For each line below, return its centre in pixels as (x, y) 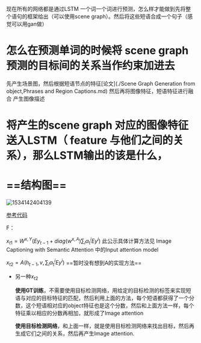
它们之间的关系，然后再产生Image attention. (80, 333)
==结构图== (37, 185)
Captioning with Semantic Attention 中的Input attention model (82, 249)
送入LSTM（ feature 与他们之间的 (90, 140)
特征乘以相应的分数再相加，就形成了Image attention (79, 313)
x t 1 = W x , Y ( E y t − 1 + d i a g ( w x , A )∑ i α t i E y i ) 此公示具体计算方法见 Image (89, 241)
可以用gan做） (29, 24)
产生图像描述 (29, 98)
